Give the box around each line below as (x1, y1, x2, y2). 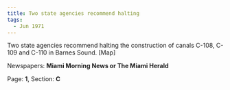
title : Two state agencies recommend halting (7, 10, 139, 17)
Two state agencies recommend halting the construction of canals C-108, (7, 42, 215, 50)
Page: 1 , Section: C (7, 75, 60, 83)
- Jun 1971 (13, 22, 45, 29)
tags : (7, 16, 23, 23)
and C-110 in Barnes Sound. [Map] (19, 48, 116, 57)
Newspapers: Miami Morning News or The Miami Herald (7, 62, 170, 70)
